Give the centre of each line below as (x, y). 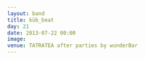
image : (17, 39)
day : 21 (18, 26)
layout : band (26, 13)
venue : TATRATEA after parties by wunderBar (72, 46)
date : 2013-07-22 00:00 (42, 33)
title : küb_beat (31, 20)
